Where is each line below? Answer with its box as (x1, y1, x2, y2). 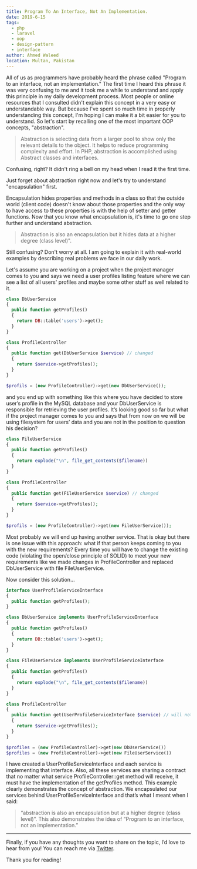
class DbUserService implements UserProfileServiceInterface (6, 615, 159, 620)
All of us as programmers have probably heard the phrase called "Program (6, 74, 186, 81)
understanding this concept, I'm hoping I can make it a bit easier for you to (6, 111, 186, 118)
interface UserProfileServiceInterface (6, 587, 104, 593)
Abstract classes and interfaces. (20, 154, 98, 161)
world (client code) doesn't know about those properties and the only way (6, 200, 185, 207)
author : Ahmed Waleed (6, 52, 59, 58)
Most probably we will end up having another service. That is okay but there (6, 533, 190, 541)
